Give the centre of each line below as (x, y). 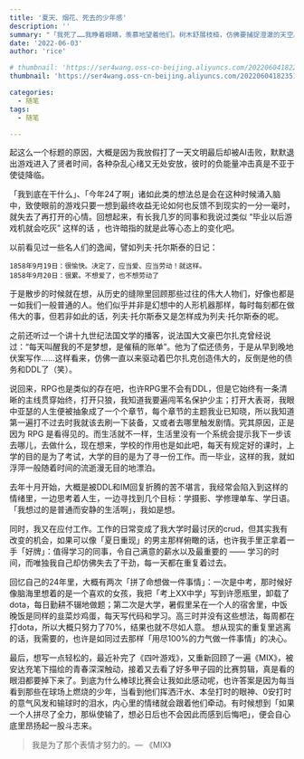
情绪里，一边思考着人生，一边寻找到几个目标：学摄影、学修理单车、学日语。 (152, 498)
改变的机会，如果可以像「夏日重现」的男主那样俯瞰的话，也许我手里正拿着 (148, 540)
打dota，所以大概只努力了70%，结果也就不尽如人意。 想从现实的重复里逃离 (150, 627)
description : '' (40, 26)
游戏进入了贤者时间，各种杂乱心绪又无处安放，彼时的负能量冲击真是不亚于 (156, 164)
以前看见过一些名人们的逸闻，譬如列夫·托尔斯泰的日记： (114, 247)
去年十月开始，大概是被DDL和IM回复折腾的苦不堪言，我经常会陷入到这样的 (149, 487)
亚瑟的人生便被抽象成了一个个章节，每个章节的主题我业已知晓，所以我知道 (156, 412)
